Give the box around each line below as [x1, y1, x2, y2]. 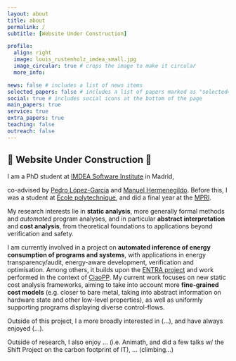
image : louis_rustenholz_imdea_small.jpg [13, 56, 137, 63]
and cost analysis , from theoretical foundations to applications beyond [7, 222, 213, 231]
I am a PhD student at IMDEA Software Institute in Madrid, [7, 172, 174, 180]
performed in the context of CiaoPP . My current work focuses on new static [7, 273, 226, 282]
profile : [7, 43, 33, 50]
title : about [7, 17, 46, 24]
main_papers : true [7, 102, 61, 109]
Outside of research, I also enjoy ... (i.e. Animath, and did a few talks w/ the [7, 338, 225, 346]
